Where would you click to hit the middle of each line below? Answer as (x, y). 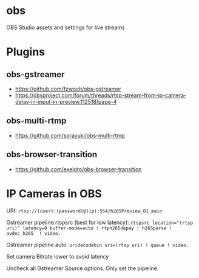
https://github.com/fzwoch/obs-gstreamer (68, 89)
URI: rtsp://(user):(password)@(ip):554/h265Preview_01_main (84, 211)
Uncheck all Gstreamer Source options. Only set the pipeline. (83, 268)
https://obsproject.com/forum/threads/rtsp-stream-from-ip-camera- (101, 95)
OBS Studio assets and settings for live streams (66, 27)
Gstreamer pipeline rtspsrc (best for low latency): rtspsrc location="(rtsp (99, 222)
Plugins (26, 52)
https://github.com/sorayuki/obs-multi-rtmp (70, 135)
